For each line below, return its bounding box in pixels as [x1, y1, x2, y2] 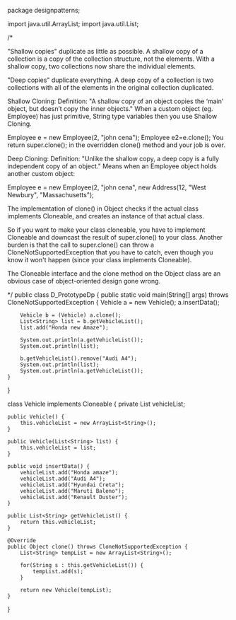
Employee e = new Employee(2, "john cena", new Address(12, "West [7, 183, 206, 192]
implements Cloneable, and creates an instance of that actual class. [7, 212, 205, 220]
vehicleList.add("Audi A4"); [20, 475, 106, 482]
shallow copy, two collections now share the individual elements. [7, 62, 196, 70]
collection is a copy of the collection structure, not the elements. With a [7, 54, 216, 63]
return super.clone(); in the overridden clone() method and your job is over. [7, 141, 226, 149]
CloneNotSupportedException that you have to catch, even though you [7, 248, 213, 257]
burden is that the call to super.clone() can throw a [7, 240, 154, 249]
